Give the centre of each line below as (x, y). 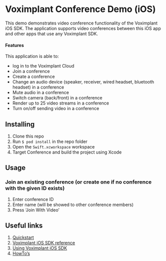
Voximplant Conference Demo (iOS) (81, 9)
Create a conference (33, 76)
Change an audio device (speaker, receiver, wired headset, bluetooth (83, 82)
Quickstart (23, 237)
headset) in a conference (38, 87)
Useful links (24, 226)
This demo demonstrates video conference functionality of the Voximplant (82, 23)
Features (14, 45)
